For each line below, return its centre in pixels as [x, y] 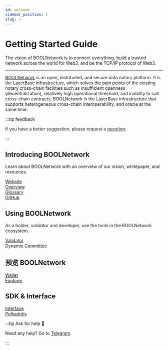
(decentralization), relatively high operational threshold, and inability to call [82, 94]
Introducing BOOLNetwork [47, 154]
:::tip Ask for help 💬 [25, 323]
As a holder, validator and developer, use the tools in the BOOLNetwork [78, 225]
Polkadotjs [16, 313]
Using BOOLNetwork [38, 213]
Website [14, 182]
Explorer [14, 280]
